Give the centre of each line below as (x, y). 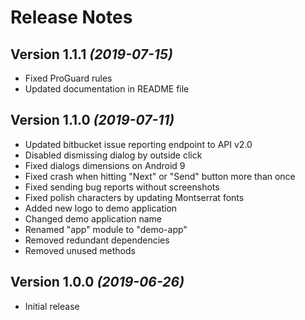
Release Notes (71, 17)
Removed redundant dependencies (97, 240)
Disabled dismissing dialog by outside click (113, 155)
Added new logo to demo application (101, 208)
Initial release (52, 306)
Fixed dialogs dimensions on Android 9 (105, 165)
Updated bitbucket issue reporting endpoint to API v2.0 (138, 144)
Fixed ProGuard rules (68, 78)
